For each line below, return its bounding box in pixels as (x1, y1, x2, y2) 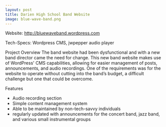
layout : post (5, 7, 32, 12)
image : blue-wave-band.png (5, 16, 61, 21)
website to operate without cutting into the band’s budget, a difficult (5, 71, 144, 77)
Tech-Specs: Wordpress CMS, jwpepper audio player (5, 40, 114, 46)
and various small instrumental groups (12, 117, 91, 123)
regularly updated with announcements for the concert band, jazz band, (12, 111, 160, 117)
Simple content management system (12, 101, 88, 107)
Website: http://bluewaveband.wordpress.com (5, 30, 100, 36)
